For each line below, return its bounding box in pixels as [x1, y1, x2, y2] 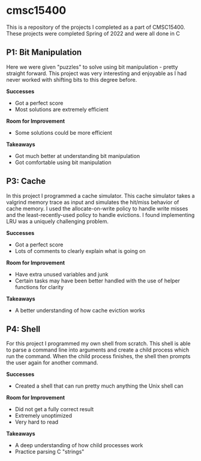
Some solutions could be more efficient [14, 129, 112, 136]
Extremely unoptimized [14, 412, 73, 420]
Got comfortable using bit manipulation [14, 159, 112, 166]
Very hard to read [14, 418, 59, 426]
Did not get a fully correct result [14, 406, 94, 413]
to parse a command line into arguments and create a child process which [6, 346, 190, 353]
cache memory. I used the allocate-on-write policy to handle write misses [6, 205, 188, 212]
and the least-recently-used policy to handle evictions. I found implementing [6, 211, 195, 218]
